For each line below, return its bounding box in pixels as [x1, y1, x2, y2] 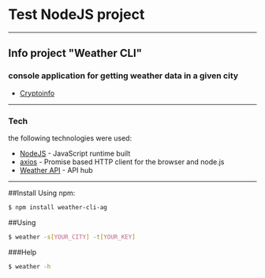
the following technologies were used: [8, 133, 132, 143]
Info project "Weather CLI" [8, 47, 143, 60]
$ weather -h [8, 262, 51, 270]
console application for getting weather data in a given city [8, 70, 239, 81]
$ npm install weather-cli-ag [8, 203, 108, 211]
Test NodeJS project [8, 6, 145, 24]
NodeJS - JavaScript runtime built [19, 148, 131, 158]
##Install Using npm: [8, 188, 76, 197]
